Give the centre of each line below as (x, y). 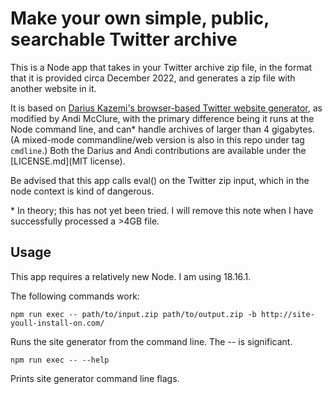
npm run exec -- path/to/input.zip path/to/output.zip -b (133, 314)
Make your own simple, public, (140, 18)
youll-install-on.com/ (57, 323)
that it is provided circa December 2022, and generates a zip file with (153, 78)
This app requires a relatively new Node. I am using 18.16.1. (131, 276)
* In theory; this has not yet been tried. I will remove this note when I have (162, 210)
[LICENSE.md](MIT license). (68, 161)
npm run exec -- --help (60, 360)
